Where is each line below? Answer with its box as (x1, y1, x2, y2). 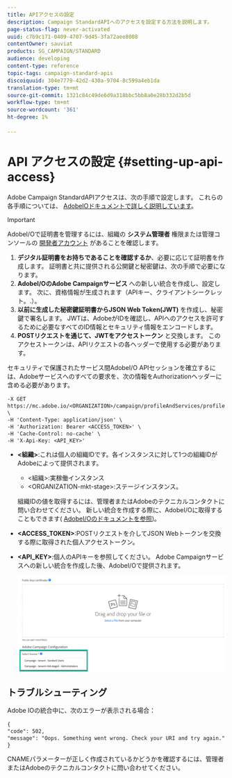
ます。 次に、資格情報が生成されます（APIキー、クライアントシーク (17, 288, 210, 296)
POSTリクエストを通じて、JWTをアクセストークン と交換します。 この (17, 331, 221, 339)
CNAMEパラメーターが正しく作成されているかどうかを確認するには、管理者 (7, 755, 224, 763)
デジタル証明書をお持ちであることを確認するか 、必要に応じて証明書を (17, 253, 219, 262)
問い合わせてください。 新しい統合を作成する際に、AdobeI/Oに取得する (17, 505, 223, 514)
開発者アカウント (39, 238, 88, 246)
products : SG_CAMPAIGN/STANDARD (7, 48, 101, 55)
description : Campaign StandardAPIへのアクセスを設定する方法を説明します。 (7, 18, 213, 26)
